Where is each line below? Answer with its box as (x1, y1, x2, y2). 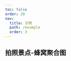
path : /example (9, 25, 41, 30)
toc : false (5, 7, 27, 12)
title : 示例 (9, 20, 33, 26)
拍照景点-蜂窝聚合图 (5, 49, 66, 57)
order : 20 (5, 12, 25, 16)
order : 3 (9, 30, 27, 34)
